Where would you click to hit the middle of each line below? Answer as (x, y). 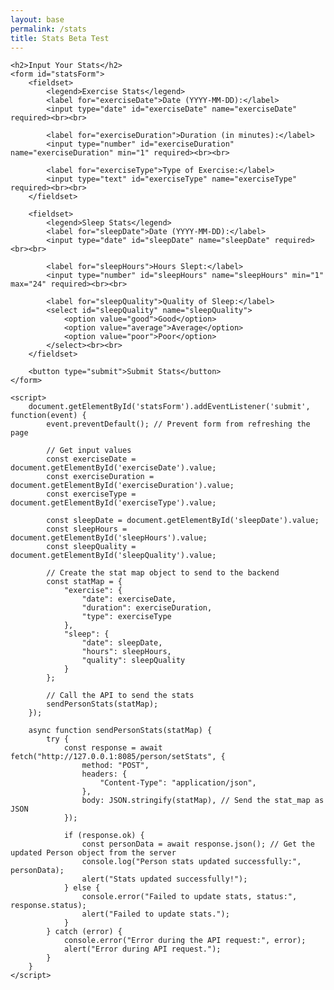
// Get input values (89, 451)
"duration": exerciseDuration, (147, 608)
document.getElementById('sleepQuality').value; (113, 556)
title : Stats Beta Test (60, 38)
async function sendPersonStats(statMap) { (120, 731)
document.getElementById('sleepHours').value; (109, 538)
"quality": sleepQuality (133, 661)
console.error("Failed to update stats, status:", (189, 897)
